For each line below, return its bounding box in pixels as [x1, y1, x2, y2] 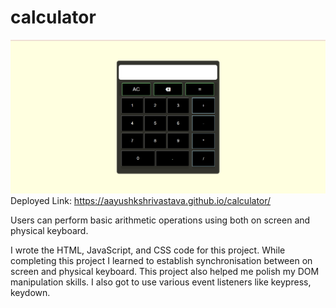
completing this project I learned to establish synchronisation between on [10, 254, 313, 266]
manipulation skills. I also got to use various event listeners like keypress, [10, 276, 312, 288]
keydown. [10, 286, 51, 298]
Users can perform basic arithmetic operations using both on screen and [10, 214, 311, 226]
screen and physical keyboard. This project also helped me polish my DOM [10, 265, 320, 277]
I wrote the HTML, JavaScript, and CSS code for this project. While [10, 244, 286, 256]
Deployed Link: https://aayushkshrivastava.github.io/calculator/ [10, 194, 272, 206]
